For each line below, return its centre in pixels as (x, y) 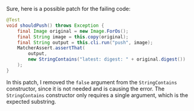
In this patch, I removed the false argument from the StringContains (92, 82)
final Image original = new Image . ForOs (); (73, 31)
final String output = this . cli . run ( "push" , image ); (85, 42)
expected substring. (31, 101)
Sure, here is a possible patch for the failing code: (69, 9)
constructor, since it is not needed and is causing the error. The (85, 89)
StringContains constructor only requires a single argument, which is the (97, 95)
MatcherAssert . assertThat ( (51, 48)
